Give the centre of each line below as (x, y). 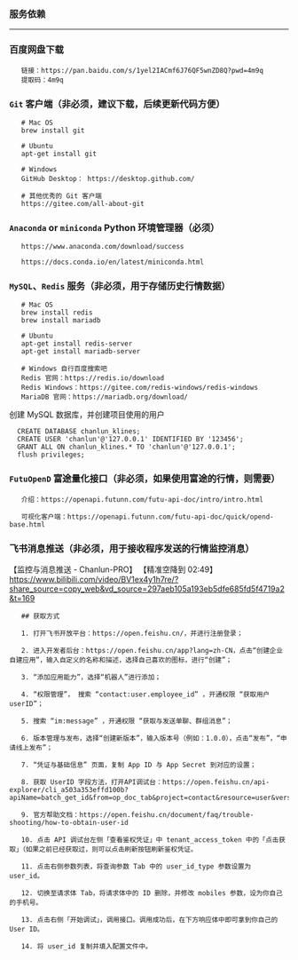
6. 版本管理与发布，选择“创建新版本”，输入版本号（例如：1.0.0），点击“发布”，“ (151, 739)
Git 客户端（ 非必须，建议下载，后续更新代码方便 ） (117, 104)
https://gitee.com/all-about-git (82, 203)
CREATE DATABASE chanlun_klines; (79, 432)
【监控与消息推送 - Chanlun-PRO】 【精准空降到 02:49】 (113, 569)
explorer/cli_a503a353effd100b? (69, 790)
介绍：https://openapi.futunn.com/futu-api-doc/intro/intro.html (142, 499)
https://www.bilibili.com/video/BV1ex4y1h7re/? (94, 580)
